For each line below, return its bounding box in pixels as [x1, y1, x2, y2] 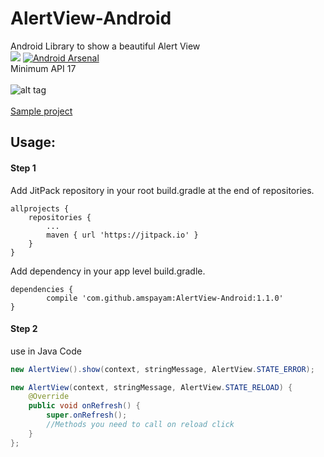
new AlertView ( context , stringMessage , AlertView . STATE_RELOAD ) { [10, 382, 293, 392]
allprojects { [10, 203, 70, 214]
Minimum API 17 [10, 62, 77, 74]
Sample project [10, 105, 73, 117]
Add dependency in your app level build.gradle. [10, 265, 206, 277]
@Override [28, 392, 70, 402]
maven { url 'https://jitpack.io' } [46, 230, 199, 240]
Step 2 [10, 323, 38, 335]
